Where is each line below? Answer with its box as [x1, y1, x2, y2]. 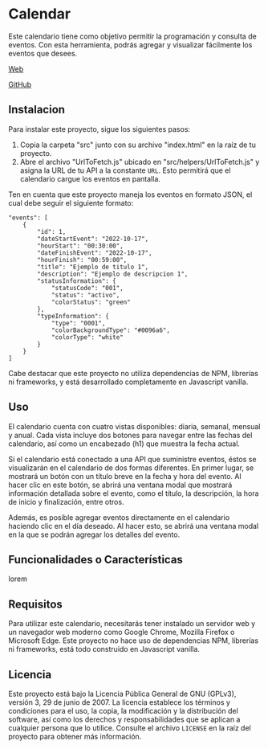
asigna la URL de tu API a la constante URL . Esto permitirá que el [19, 166, 231, 175]
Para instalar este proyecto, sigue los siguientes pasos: [8, 124, 191, 133]
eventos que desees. [8, 48, 78, 58]
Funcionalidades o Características [8, 552, 183, 567]
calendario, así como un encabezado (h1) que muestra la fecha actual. [8, 439, 241, 448]
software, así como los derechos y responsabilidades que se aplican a [8, 714, 241, 724]
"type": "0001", [51, 319, 106, 327]
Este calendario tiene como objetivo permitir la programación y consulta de [8, 31, 257, 41]
